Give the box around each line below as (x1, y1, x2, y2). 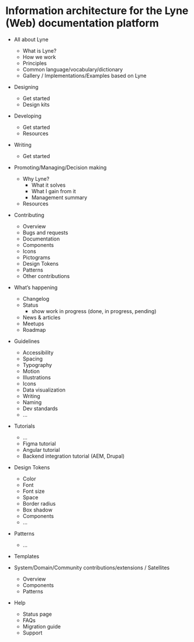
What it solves (31, 181, 66, 188)
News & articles (22, 314, 61, 321)
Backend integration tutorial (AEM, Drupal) (22, 452, 125, 459)
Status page (22, 610, 52, 617)
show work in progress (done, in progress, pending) (31, 307, 157, 314)
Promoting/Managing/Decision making (13, 164, 107, 171)
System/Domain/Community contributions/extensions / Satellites (13, 564, 170, 571)
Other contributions (22, 272, 70, 279)
